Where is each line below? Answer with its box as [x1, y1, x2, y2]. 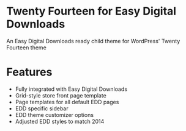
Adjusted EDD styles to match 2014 [15, 118, 105, 125]
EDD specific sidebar [15, 105, 69, 112]
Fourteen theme [6, 44, 47, 51]
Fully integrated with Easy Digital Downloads [15, 85, 127, 93]
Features [6, 65, 53, 79]
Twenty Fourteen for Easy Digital [6, 4, 176, 18]
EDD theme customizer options [15, 111, 94, 118]
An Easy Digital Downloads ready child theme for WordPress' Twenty [6, 37, 180, 44]
